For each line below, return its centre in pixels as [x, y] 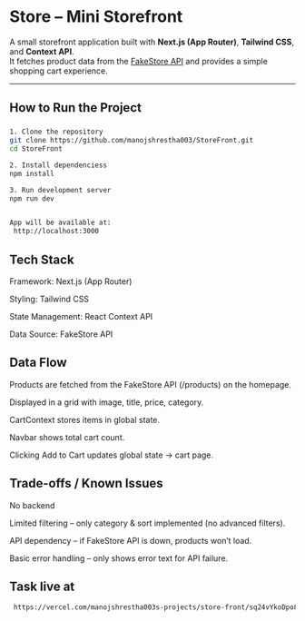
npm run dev [32, 198]
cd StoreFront [36, 149]
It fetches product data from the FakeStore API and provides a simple [138, 61]
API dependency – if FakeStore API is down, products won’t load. [131, 540]
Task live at [42, 586]
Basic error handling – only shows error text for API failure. [119, 558]
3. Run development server [60, 190]
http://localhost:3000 [56, 232]
